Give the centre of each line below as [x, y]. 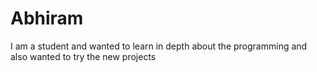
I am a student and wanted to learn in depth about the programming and [159, 46]
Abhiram [47, 18]
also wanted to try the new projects [83, 56]
